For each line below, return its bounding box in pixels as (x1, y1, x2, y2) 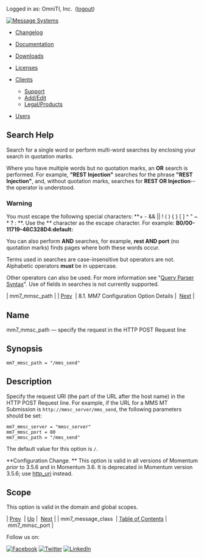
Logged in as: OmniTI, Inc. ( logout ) (6, 5, 96, 12)
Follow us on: (6, 534, 40, 541)
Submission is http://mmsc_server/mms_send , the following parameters (6, 405, 182, 413)
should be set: (6, 412, 43, 419)
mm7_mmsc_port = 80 (6, 429, 56, 435)
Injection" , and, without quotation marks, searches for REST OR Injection (6, 177, 191, 184)
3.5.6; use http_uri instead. (6, 470, 73, 477)
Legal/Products (24, 100, 63, 108)
